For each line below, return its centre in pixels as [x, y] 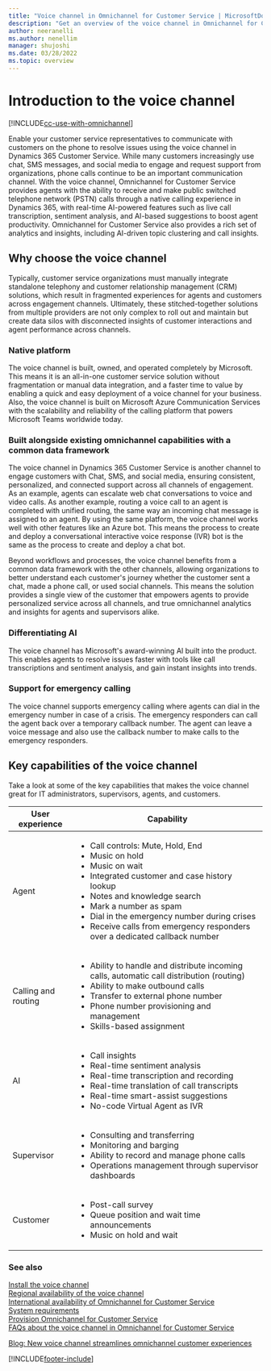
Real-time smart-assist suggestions [159, 1096]
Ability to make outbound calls [147, 985]
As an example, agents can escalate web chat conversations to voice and [130, 494]
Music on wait [117, 866]
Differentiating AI [43, 633]
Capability [167, 818]
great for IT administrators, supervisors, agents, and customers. [115, 794]
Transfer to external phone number [156, 996]
